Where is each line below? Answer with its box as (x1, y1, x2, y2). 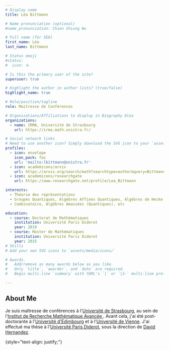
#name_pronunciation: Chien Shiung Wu (5, 26, 87, 31)
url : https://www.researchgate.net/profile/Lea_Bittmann (14, 178, 136, 184)
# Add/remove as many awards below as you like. (5, 262, 114, 267)
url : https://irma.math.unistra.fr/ (14, 127, 92, 132)
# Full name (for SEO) (5, 35, 53, 40)
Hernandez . (5, 329, 30, 335)
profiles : (5, 146, 26, 151)
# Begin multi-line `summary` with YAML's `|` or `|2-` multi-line (5, 271, 154, 276)
